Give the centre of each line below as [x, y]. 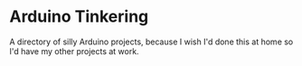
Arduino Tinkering [79, 17]
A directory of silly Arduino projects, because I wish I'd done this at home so [151, 42]
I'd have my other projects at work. [74, 51]
